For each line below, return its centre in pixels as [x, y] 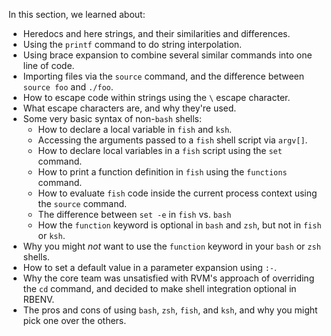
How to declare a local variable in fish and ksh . [135, 129]
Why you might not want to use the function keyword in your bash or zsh [171, 246]
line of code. [48, 65]
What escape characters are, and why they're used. [129, 108]
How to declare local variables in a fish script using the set [160, 150]
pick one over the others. [74, 320]
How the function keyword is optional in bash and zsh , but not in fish [179, 225]
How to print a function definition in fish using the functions [162, 172]
